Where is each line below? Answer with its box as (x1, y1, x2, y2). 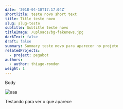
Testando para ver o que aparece (5, 99, 72, 104)
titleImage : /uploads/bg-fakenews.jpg (5, 30, 84, 35)
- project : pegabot (9, 52, 49, 58)
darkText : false (5, 35, 38, 40)
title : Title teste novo (5, 16, 55, 21)
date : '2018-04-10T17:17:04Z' (5, 7, 67, 12)
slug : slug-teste (5, 21, 40, 26)
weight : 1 (5, 66, 25, 71)
